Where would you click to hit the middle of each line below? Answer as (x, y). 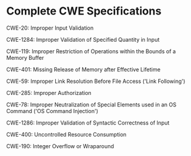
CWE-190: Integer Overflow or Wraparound (60, 146)
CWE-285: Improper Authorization (49, 93)
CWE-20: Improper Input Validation (50, 28)
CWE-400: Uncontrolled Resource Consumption (66, 134)
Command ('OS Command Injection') (52, 111)
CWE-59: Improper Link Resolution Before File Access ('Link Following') (96, 81)
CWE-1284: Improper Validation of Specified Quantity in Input (83, 39)
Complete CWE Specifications (84, 11)
